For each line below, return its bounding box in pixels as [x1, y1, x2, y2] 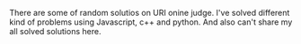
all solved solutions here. [9, 26, 102, 36]
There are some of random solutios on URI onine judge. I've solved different [9, 8, 290, 18]
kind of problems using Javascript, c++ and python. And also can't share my [9, 17, 293, 27]
